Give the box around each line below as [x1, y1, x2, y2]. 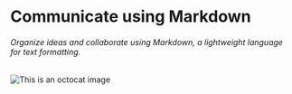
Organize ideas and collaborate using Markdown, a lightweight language [10, 36, 284, 47]
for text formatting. [10, 46, 81, 57]
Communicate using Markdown [10, 6, 251, 27]
